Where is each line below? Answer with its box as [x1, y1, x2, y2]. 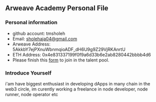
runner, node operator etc [5, 91, 58, 97]
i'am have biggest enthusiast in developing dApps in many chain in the [5, 80, 150, 86]
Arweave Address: [12, 41, 51, 47]
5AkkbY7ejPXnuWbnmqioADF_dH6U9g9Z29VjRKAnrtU [12, 46, 126, 52]
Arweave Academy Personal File [5, 4, 108, 12]
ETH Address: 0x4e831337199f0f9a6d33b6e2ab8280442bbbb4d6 [12, 51, 151, 57]
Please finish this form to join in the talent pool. [12, 57, 109, 63]
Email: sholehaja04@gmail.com [12, 35, 77, 41]
